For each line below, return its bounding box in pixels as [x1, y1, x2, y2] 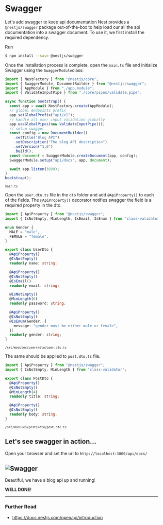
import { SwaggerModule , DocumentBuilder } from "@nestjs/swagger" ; [5, 81, 147, 86]
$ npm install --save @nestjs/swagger [5, 53, 83, 58]
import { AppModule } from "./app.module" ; [5, 86, 95, 90]
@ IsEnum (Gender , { [9, 319, 47, 324]
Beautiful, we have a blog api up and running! [5, 477, 96, 483]
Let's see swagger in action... [5, 437, 97, 446]
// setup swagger [9, 126, 45, 131]
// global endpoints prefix [9, 108, 66, 113]
